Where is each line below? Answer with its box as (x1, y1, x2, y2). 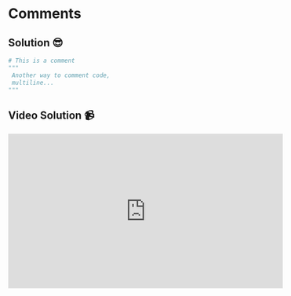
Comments (8, 5, 82, 23)
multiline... (11, 79, 55, 86)
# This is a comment (8, 57, 76, 64)
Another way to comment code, (11, 71, 111, 79)
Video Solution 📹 (8, 108, 95, 122)
